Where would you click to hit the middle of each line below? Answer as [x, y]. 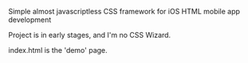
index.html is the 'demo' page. [58, 50]
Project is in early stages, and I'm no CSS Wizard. [90, 35]
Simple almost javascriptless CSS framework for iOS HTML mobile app [124, 11]
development [30, 20]
